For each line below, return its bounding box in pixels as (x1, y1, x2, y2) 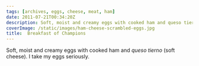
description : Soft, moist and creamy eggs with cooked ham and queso (6, 19, 182, 25)
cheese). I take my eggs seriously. (6, 53, 90, 60)
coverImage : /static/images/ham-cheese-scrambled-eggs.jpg (6, 25, 155, 31)
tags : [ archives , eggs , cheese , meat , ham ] (6, 8, 115, 15)
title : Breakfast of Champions (6, 31, 86, 37)
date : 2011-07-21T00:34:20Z (6, 14, 76, 20)
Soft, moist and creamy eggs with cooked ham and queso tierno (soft (6, 47, 175, 54)
